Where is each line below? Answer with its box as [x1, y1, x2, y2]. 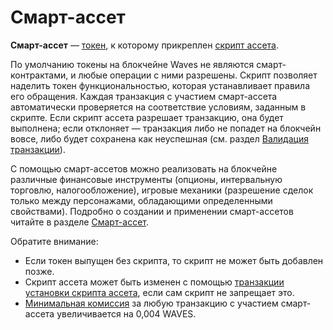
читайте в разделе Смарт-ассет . [10, 216, 150, 228]
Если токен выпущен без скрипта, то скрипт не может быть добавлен [24, 254, 324, 266]
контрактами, [10, 69, 69, 81]
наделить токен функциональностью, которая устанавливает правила [10, 79, 310, 91]
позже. [24, 265, 55, 277]
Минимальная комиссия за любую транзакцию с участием [24, 297, 279, 309]
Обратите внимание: [10, 235, 99, 247]
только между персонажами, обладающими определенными [10, 194, 273, 206]
